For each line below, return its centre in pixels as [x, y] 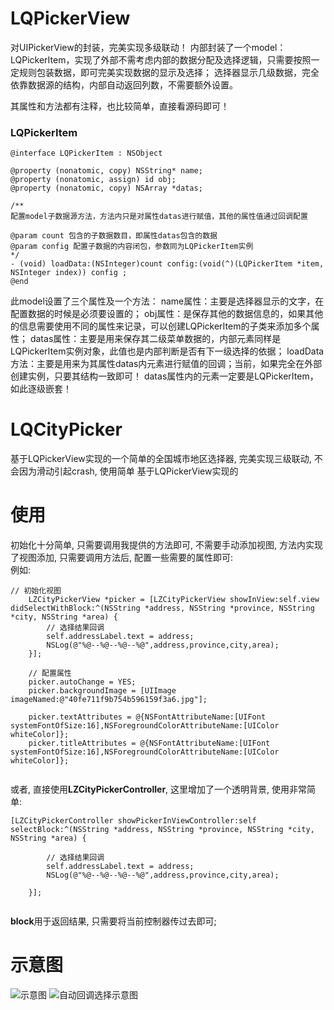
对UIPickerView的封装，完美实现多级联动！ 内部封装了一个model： [148, 47]
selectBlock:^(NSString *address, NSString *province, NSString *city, [162, 830]
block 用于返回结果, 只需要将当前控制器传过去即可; [113, 921]
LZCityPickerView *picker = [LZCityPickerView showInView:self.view [174, 600]
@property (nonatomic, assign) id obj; [93, 180]
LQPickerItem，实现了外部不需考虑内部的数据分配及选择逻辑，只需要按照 [161, 59]
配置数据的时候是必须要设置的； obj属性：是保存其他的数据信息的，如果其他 [167, 314]
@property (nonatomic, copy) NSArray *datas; [106, 188]
